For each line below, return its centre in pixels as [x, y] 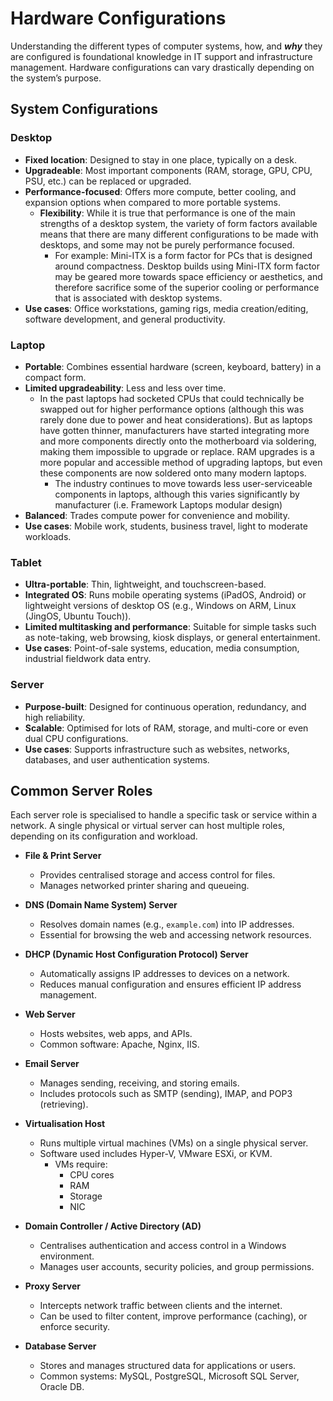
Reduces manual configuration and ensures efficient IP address [170, 984]
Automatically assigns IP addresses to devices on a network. [164, 974]
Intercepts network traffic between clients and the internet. [161, 1306]
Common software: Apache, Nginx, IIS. [119, 1044]
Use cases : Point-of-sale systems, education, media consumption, [162, 648]
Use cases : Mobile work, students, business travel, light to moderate [166, 526]
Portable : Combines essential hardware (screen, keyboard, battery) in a [173, 366]
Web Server [50, 1014]
